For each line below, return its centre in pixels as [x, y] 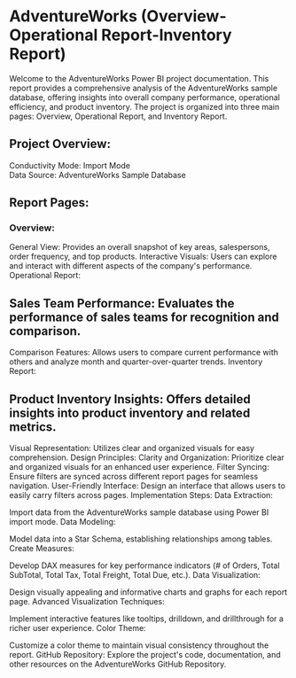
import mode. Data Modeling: [62, 522]
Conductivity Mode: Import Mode [70, 165]
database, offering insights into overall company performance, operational [145, 97]
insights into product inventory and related [130, 413]
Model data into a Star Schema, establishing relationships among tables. [141, 539]
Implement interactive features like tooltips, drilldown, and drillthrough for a [146, 619]
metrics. [33, 427]
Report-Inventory [167, 35]
